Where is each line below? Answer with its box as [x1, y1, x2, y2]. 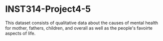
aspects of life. [5, 30, 36, 36]
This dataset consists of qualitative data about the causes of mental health [5, 20, 159, 26]
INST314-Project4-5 [5, 3, 91, 15]
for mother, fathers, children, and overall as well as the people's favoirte [5, 25, 153, 31]
